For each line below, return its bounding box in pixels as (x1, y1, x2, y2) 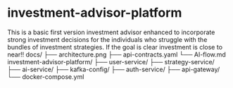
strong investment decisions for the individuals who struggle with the (7, 35, 208, 43)
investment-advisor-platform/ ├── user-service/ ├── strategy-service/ (7, 57, 215, 66)
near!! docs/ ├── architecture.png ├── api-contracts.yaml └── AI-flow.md (7, 50, 227, 59)
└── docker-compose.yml (7, 72, 84, 81)
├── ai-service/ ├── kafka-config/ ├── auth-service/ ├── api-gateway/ (7, 65, 220, 73)
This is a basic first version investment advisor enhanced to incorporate (7, 28, 215, 36)
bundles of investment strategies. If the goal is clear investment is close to (7, 43, 223, 51)
